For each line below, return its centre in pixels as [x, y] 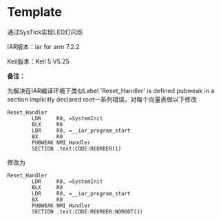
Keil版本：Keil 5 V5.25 [39, 61]
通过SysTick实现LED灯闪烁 [45, 32]
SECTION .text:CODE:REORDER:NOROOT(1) [87, 211]
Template [34, 12]
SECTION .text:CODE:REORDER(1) [77, 148]
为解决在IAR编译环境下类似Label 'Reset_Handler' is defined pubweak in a [111, 90]
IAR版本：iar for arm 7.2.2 [44, 46]
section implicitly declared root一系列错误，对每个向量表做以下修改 [102, 99]
